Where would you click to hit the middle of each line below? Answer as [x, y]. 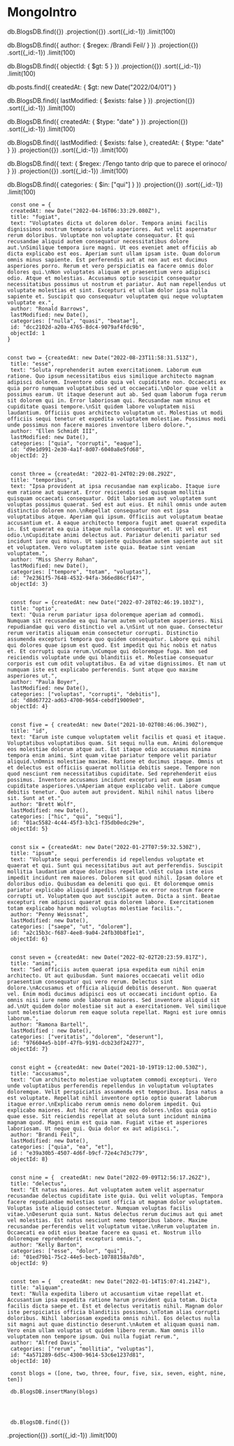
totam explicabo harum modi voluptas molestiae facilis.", [95, 908]
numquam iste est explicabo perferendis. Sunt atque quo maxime [103, 670]
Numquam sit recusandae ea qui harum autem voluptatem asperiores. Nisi [115, 621]
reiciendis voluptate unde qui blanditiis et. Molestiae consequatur [111, 657]
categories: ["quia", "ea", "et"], [62, 1147]
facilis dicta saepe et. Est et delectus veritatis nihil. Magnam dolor [115, 1306]
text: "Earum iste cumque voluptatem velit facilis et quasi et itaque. [118, 737]
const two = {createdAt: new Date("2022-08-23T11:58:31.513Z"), [103, 357]
